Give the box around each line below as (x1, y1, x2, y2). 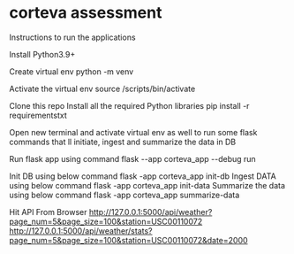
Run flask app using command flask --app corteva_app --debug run (9, 153, 256, 164)
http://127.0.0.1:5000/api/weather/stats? (9, 225, 153, 236)
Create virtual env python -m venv (9, 65, 134, 77)
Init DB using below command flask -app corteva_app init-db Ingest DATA (9, 171, 276, 181)
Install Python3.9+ (9, 49, 76, 59)
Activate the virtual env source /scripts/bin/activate (9, 83, 196, 94)
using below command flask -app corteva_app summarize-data (9, 189, 240, 200)
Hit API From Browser (9, 206, 87, 217)
